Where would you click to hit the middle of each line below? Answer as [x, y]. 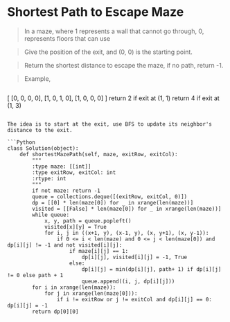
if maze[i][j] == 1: [99, 251]
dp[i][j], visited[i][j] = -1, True [134, 257]
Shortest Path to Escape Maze [96, 12]
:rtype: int [50, 178]
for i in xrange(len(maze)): [74, 287]
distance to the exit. [40, 130]
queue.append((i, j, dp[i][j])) [128, 281]
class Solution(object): [43, 148]
